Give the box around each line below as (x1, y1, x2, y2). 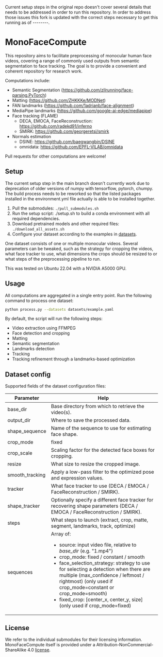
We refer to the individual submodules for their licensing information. (5, 637, 142, 642)
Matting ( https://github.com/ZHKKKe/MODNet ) (12, 97, 106, 103)
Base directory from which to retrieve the (50, 403, 145, 410)
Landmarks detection (12, 346, 55, 352)
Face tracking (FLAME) (12, 113, 58, 119)
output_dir (7, 417, 31, 424)
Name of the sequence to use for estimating (50, 425, 151, 432)
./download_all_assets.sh (12, 227, 65, 231)
